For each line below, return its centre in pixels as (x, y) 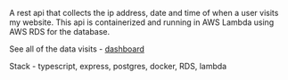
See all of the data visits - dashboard (77, 49)
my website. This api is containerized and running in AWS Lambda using (142, 22)
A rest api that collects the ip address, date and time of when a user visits (144, 13)
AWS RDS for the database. (60, 32)
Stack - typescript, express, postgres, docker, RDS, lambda (118, 66)
